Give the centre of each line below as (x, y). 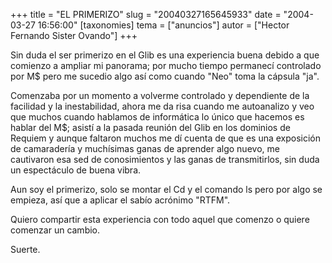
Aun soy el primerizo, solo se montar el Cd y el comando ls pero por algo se (166, 189)
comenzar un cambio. (55, 230)
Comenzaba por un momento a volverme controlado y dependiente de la (160, 95)
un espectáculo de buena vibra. (76, 170)
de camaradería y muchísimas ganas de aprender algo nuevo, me (145, 148)
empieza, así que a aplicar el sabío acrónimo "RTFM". (120, 200)
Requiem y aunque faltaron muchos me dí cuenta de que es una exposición (166, 138)
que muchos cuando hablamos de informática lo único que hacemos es (157, 117)
